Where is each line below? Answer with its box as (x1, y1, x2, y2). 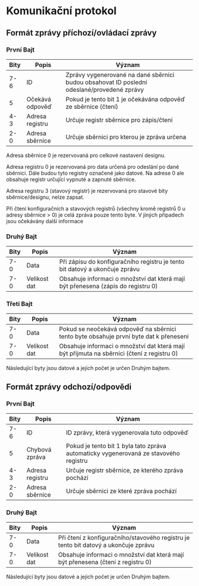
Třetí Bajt (6, 300, 33, 308)
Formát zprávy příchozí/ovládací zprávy (6, 28, 157, 38)
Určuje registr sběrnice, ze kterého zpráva (66, 466, 184, 475)
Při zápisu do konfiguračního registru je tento (59, 257, 185, 266)
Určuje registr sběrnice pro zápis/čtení (65, 115, 173, 124)
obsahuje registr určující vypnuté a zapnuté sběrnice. (6, 176, 136, 183)
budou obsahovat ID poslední (65, 78, 147, 86)
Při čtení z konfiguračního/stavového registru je (58, 534, 190, 542)
